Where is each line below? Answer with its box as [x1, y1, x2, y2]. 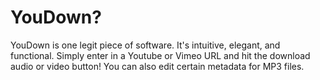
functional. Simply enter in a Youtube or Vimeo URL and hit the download [10, 49, 311, 61]
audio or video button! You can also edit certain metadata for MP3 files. [10, 60, 305, 72]
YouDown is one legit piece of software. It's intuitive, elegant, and [10, 39, 281, 51]
